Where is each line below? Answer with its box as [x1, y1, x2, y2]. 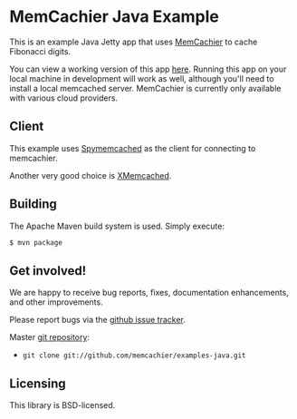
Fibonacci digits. [9, 45, 71, 56]
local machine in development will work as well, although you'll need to [9, 73, 274, 83]
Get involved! [9, 263, 87, 278]
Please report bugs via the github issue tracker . [9, 315, 186, 326]
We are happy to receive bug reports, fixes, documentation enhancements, [9, 287, 290, 298]
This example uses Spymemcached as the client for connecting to [9, 142, 256, 153]
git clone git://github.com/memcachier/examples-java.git [22, 351, 246, 360]
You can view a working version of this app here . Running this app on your [9, 63, 287, 74]
